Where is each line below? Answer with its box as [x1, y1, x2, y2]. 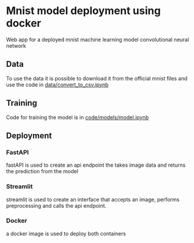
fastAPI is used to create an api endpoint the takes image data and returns [6, 161, 186, 168]
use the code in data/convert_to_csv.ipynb [6, 81, 109, 88]
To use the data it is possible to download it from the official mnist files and [6, 75, 188, 82]
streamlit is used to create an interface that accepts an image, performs [6, 195, 180, 203]
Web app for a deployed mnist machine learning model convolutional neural [6, 36, 189, 43]
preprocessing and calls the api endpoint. [6, 202, 107, 209]
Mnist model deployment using [6, 4, 161, 18]
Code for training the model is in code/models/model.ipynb [6, 113, 149, 121]
